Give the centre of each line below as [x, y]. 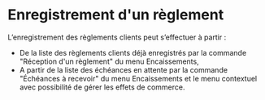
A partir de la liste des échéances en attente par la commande [124, 69]
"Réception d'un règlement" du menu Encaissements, [109, 61]
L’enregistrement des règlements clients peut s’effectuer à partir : [117, 37]
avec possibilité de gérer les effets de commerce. [102, 87]
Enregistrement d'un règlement [116, 15]
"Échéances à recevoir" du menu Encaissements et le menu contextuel [138, 78]
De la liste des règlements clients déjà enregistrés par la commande [133, 52]
